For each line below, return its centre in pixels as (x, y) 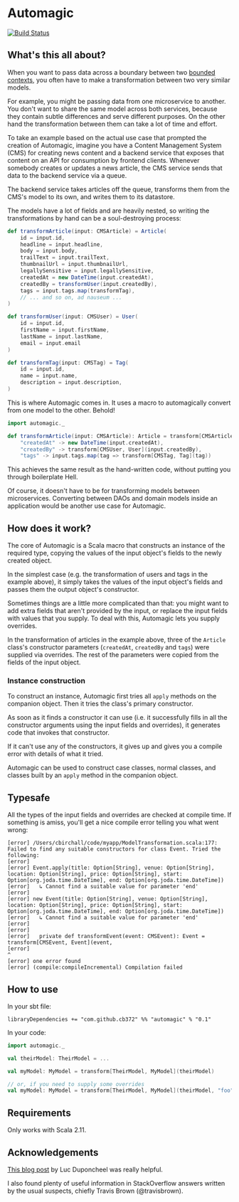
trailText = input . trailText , (65, 257)
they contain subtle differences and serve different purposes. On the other (116, 116)
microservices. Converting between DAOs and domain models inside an (113, 499)
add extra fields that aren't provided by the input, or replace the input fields (117, 611)
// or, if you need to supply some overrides (76, 1084)
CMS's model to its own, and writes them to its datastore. (91, 196)
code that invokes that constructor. (59, 733)
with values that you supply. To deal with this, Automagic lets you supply (114, 618)
